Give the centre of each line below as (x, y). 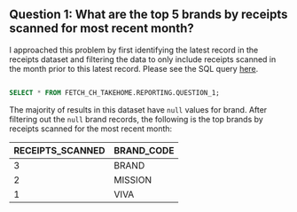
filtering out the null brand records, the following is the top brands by (136, 119)
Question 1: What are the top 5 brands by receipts (148, 15)
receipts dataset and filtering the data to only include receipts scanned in (143, 59)
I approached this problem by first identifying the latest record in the (134, 50)
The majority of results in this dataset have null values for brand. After (138, 109)
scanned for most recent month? (102, 29)
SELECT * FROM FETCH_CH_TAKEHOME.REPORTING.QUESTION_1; (114, 92)
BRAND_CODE (144, 150)
